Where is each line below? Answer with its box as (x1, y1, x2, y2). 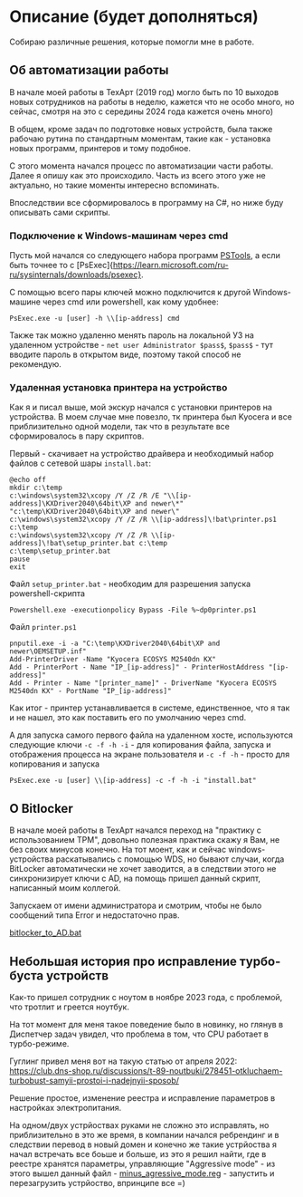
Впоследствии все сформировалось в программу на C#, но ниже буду (9, 197, 284, 208)
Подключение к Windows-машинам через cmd (9, 229, 229, 242)
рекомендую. (9, 359, 62, 370)
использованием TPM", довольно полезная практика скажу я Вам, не (9, 835, 280, 845)
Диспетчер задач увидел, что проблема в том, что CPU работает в (9, 1028, 270, 1039)
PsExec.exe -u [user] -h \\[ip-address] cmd (9, 314, 180, 323)
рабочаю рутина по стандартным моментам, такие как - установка (9, 133, 271, 144)
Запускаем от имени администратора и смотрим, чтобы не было (9, 900, 262, 912)
